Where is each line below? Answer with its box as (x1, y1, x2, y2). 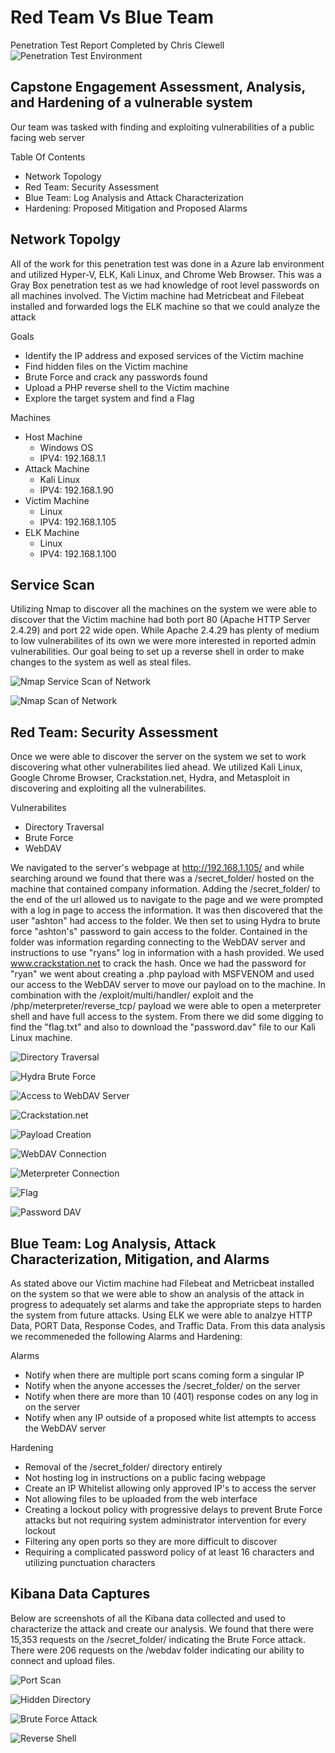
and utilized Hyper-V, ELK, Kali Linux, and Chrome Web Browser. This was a (10, 268, 322, 280)
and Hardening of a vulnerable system (10, 94, 253, 111)
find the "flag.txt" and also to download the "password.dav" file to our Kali (10, 1021, 316, 1033)
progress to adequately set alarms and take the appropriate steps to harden (10, 1299, 322, 1310)
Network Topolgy (10, 231, 122, 248)
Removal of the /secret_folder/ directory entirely (24, 1461, 223, 1473)
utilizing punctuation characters (24, 1557, 156, 1568)
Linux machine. (10, 1032, 73, 1044)
